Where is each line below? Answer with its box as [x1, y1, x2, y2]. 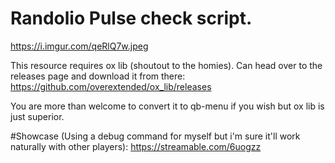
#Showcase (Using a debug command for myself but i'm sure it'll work [10, 130, 301, 142]
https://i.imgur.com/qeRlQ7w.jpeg [10, 40, 149, 52]
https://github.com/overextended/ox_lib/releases [10, 80, 212, 92]
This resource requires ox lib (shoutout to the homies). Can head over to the [10, 59, 323, 71]
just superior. [10, 110, 65, 122]
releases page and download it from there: [10, 70, 186, 82]
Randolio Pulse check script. [10, 7, 253, 30]
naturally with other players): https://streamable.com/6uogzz [10, 140, 262, 152]
